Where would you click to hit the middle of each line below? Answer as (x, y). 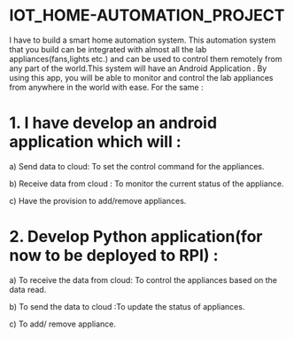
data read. (28, 289)
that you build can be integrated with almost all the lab (108, 49)
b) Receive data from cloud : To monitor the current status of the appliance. (147, 184)
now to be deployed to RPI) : (114, 256)
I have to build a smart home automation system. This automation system (143, 40)
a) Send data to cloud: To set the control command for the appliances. (137, 166)
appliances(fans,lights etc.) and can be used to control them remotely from (146, 59)
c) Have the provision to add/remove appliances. (98, 200)
